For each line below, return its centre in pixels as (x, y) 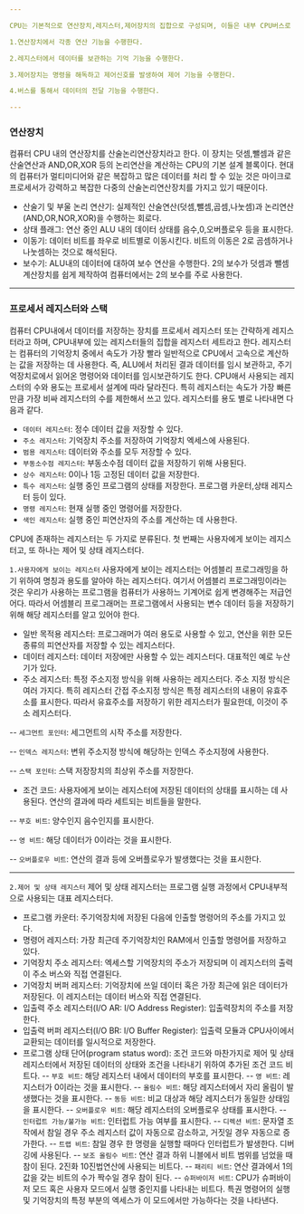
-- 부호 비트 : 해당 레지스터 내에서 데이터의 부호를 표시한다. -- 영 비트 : (161, 1075)
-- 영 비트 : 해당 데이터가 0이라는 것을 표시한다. (90, 839)
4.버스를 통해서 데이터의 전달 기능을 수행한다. (85, 91)
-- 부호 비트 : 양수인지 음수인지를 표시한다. (82, 820)
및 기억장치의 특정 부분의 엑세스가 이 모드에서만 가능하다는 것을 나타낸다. (150, 1200)
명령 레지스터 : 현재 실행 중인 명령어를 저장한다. (102, 508)
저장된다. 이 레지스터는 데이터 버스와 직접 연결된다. (112, 996)
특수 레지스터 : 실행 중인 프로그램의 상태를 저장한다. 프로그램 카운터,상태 (146, 485)
